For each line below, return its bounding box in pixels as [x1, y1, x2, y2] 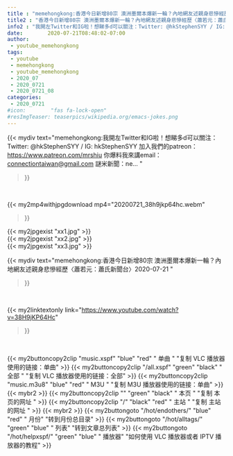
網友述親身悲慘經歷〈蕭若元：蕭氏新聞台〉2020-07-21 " [12, 264, 173, 273]
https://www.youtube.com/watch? [81, 305, 179, 314]
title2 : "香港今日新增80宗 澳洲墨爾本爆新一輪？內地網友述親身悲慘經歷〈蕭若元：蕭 [7, 17, 223, 24]
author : [7, 36, 30, 43]
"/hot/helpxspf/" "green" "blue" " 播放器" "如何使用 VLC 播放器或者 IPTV [7, 432, 214, 441]
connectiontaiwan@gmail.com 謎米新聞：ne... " [7, 159, 143, 167]
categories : [7, 94, 42, 101]
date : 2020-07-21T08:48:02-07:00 [7, 29, 126, 37]
